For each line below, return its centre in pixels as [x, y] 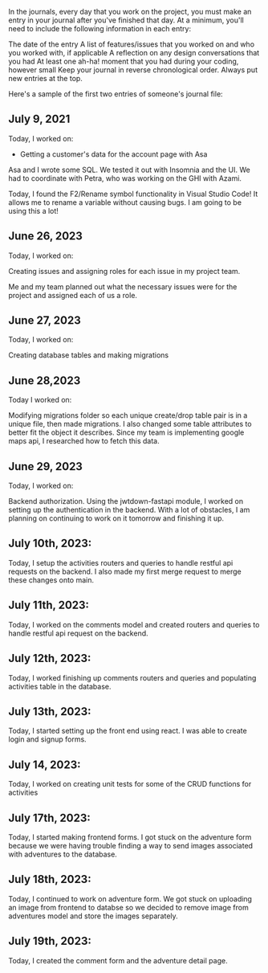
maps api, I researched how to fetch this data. [84, 441]
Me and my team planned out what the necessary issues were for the [123, 286]
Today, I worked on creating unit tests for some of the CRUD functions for [130, 784]
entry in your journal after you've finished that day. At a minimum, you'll [126, 20]
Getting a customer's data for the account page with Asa [114, 154]
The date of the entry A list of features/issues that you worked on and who [132, 44]
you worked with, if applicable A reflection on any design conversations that [134, 53]
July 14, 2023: [45, 764]
